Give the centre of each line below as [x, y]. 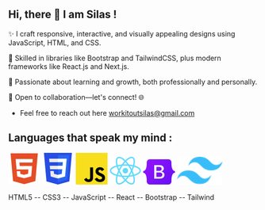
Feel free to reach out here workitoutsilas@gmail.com [107, 113]
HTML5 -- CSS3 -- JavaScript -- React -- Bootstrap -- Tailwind [111, 197]
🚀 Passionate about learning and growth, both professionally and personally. [133, 82]
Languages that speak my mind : [90, 138]
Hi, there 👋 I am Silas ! [63, 15]
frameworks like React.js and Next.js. [69, 66]
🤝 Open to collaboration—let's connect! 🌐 [76, 97]
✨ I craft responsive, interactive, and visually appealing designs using [122, 33]
